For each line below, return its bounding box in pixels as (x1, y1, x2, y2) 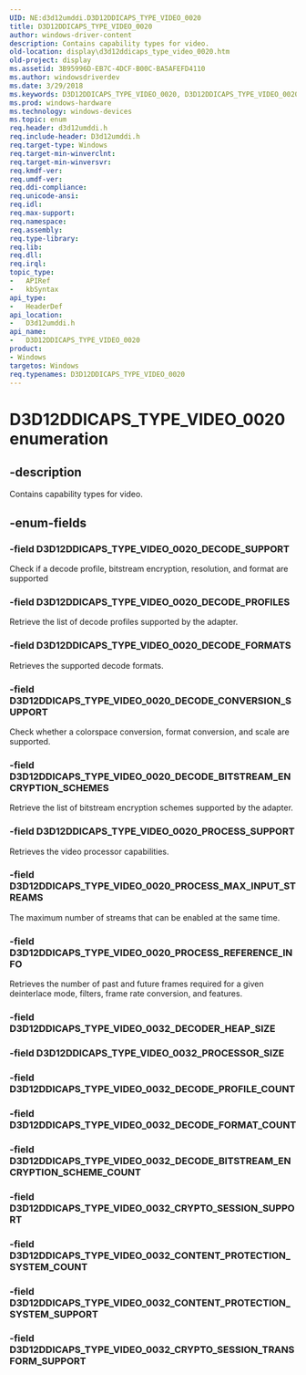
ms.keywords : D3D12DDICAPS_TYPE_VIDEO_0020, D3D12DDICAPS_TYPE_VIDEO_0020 (9, 89, 300, 99)
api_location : (9, 310, 64, 319)
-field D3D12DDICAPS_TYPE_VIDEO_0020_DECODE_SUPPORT (9, 542, 290, 555)
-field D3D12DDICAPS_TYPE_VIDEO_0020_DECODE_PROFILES (9, 595, 291, 608)
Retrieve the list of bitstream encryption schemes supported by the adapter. (9, 802, 294, 813)
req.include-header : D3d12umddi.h (9, 132, 141, 141)
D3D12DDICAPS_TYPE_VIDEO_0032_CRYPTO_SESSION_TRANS (9, 1343, 295, 1356)
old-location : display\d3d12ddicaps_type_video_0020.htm (9, 47, 230, 57)
